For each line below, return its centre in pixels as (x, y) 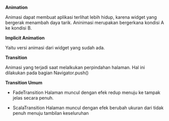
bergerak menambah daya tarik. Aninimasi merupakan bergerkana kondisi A (84, 23)
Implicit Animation (25, 38)
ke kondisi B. (19, 28)
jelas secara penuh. (33, 98)
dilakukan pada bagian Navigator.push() (47, 73)
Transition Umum (24, 83)
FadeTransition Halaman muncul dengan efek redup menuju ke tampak (87, 93)
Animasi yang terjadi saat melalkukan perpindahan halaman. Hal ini (75, 67)
